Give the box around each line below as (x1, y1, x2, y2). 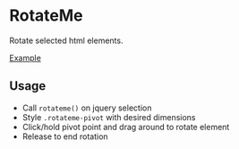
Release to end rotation (21, 131, 109, 142)
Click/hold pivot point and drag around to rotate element (21, 121, 230, 132)
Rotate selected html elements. (9, 35, 124, 46)
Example (9, 52, 42, 63)
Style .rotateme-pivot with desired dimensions (21, 111, 196, 122)
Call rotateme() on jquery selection (21, 102, 152, 113)
